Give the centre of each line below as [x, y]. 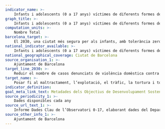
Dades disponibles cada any [42, 101]
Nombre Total [27, 32]
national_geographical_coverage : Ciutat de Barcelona [61, 55]
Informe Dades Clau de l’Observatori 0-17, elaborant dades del [81, 110]
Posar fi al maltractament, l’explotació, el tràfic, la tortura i [84, 82]
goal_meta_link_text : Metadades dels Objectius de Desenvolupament [76, 92]
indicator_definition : [28, 87]
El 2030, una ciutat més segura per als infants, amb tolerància [82, 42]
